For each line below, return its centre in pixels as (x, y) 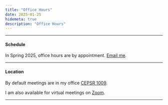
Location (14, 72)
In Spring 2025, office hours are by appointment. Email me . (66, 55)
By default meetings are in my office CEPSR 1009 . (56, 82)
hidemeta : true (21, 19)
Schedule (15, 44)
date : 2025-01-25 (23, 14)
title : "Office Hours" (29, 10)
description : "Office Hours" (35, 24)
